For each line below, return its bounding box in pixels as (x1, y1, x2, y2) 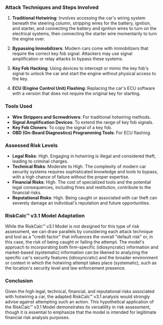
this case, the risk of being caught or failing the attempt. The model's (5, 239, 144, 245)
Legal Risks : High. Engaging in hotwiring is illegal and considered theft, (12, 153, 156, 159)
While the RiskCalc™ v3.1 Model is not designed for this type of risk (5, 223, 140, 229)
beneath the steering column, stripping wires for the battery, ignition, (12, 20, 151, 26)
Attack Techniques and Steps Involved (5, 4, 99, 11)
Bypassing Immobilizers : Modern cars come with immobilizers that (12, 46, 148, 52)
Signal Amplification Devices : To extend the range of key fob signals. (12, 119, 154, 125)
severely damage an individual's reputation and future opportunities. (12, 200, 150, 206)
